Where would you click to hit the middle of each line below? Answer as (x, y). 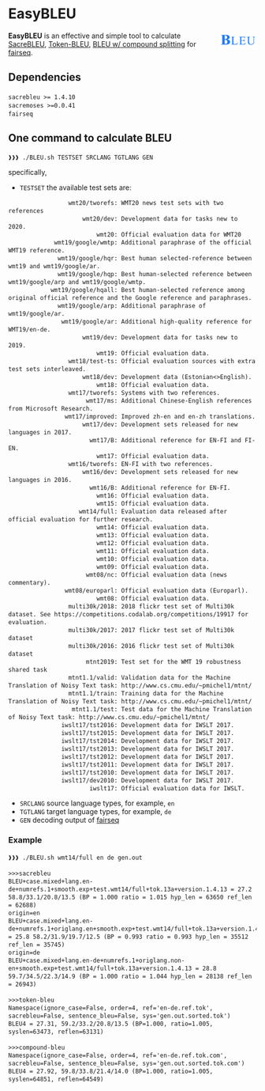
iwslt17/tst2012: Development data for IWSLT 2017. (148, 756)
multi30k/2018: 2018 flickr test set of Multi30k (151, 606)
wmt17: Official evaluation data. (153, 456)
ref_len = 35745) (37, 945)
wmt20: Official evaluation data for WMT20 (169, 234)
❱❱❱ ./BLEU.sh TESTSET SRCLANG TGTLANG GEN (81, 157)
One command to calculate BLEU (90, 138)
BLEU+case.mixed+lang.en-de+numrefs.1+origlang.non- (97, 960)
